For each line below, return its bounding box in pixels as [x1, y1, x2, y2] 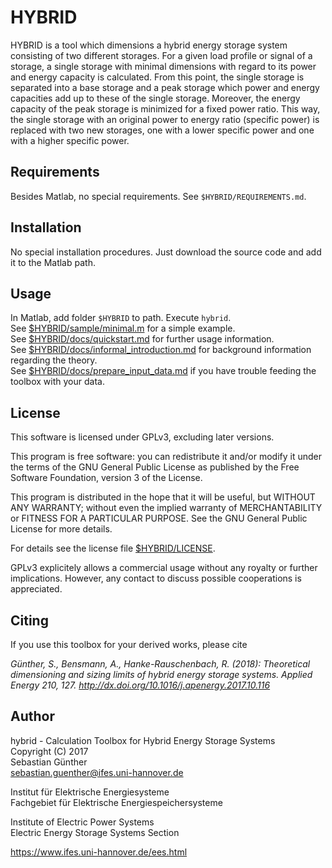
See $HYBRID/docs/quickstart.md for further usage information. [10, 333, 275, 345]
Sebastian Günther [10, 756, 88, 768]
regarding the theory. [10, 354, 98, 366]
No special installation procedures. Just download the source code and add [10, 246, 322, 258]
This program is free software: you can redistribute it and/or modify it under [10, 451, 322, 463]
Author [10, 708, 55, 725]
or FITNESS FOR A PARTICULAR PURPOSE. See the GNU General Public [10, 512, 308, 525]
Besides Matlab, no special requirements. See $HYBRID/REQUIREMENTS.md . [10, 190, 307, 202]
